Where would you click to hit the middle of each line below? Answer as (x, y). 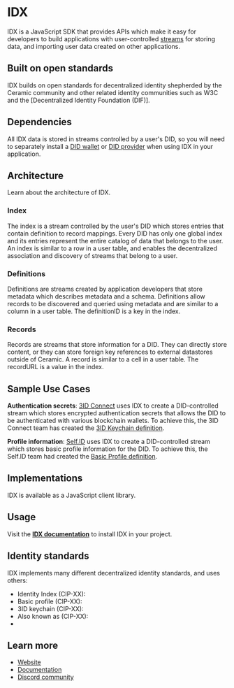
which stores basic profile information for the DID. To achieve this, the (108, 449)
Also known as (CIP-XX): (53, 616)
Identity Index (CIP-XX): (51, 594)
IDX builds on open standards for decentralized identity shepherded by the (115, 85)
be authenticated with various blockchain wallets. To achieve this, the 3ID (113, 421)
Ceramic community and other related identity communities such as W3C (113, 92)
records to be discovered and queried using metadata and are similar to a (113, 303)
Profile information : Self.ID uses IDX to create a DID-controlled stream (109, 442)
